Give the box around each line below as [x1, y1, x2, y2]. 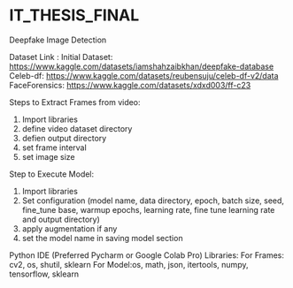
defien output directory [21, 133, 107, 143]
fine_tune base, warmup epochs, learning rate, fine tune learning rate [21, 204, 275, 215]
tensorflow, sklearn [9, 269, 80, 279]
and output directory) [21, 214, 100, 224]
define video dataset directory [21, 123, 133, 133]
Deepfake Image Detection [9, 34, 107, 45]
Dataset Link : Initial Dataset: [9, 51, 113, 62]
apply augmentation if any [21, 223, 118, 234]
